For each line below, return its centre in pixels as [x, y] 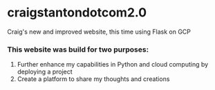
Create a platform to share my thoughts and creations [93, 79]
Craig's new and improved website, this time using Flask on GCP [99, 32]
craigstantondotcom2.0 [77, 13]
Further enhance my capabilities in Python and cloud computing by [113, 65]
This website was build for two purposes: [78, 49]
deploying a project [45, 72]
